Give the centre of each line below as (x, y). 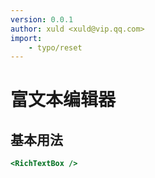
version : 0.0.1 (42, 19)
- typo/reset (55, 47)
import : (26, 38)
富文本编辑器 (63, 100)
